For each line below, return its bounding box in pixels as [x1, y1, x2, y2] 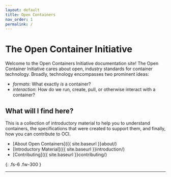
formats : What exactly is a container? [12, 81, 91, 87]
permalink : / [5, 21, 33, 27]
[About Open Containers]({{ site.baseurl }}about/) [12, 141, 117, 146]
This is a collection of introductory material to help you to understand [5, 120, 150, 126]
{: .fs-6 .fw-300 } [5, 161, 42, 167]
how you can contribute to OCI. [5, 131, 71, 137]
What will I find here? [5, 106, 74, 115]
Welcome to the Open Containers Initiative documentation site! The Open [5, 61, 159, 67]
